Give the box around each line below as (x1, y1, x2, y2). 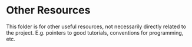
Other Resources (6, 4, 91, 17)
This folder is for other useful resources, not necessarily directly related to (6, 23, 187, 30)
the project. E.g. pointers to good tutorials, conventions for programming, (6, 29, 184, 36)
